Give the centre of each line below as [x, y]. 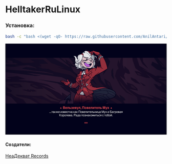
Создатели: [18, 145]
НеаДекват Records [27, 156]
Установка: [20, 26]
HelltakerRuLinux [43, 9]
